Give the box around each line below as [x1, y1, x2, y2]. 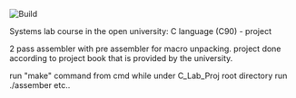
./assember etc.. [9, 80, 71, 90]
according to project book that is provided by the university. [9, 53, 233, 63]
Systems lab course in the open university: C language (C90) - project [9, 26, 272, 36]
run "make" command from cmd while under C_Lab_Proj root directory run [9, 70, 288, 81]
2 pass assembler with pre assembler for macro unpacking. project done [9, 43, 281, 54]
